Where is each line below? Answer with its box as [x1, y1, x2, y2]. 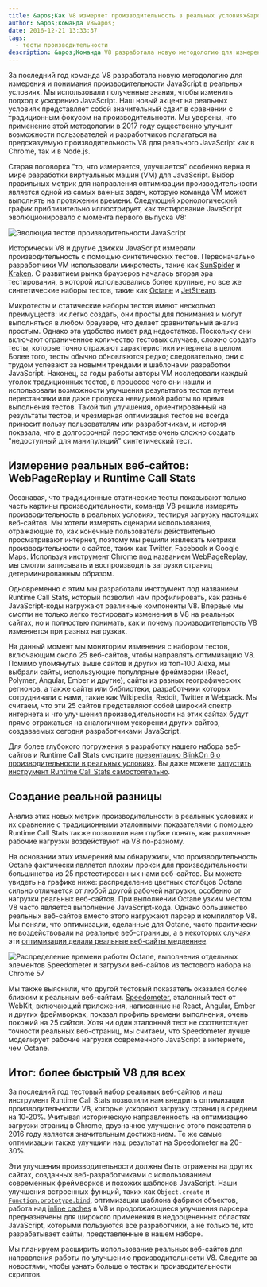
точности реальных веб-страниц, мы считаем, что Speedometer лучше [8, 1026, 250, 1036]
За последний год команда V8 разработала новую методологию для [8, 71, 243, 79]
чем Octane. [8, 1043, 50, 1052]
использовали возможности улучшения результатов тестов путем [8, 386, 234, 394]
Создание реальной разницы [8, 790, 163, 804]
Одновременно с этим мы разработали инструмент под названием [8, 583, 238, 593]
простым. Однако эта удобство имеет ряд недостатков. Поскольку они [8, 327, 252, 335]
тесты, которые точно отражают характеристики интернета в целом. [8, 343, 244, 352]
